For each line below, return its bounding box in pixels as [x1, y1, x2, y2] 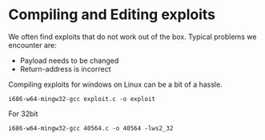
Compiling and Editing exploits [8, 6, 216, 24]
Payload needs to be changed [19, 56, 119, 65]
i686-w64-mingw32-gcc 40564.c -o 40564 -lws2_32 [8, 124, 174, 132]
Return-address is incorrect [19, 64, 111, 73]
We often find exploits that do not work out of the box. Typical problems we [8, 32, 257, 41]
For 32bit [8, 109, 38, 119]
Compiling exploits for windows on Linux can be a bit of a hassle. [8, 80, 223, 89]
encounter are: [8, 40, 58, 49]
